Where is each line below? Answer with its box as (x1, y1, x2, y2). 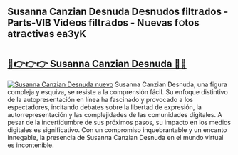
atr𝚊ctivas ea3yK (7, 28, 87, 40)
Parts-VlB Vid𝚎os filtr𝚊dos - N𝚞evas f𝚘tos (7, 17, 200, 29)
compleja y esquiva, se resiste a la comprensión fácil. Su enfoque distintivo (7, 88, 228, 96)
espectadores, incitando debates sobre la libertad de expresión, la (7, 103, 202, 111)
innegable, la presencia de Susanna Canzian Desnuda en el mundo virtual (7, 134, 224, 141)
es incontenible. (7, 141, 55, 149)
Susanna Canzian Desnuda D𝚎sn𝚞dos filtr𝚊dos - (7, 6, 229, 18)
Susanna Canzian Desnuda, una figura (115, 80, 228, 89)
